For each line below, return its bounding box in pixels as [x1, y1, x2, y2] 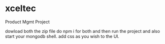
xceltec [5, 3, 36, 14]
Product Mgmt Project [5, 19, 50, 25]
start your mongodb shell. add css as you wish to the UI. [5, 33, 120, 39]
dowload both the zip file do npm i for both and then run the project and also [5, 28, 160, 34]
